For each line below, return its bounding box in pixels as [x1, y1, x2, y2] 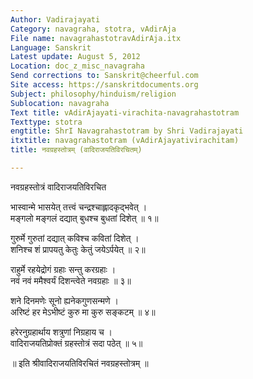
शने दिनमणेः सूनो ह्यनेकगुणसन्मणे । [10, 294, 119, 306]
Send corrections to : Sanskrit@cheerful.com [10, 71, 199, 81]
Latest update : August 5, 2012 [10, 52, 141, 62]
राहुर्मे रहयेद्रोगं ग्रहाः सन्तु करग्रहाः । [10, 263, 117, 275]
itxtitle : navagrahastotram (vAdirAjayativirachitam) [10, 136, 240, 146]
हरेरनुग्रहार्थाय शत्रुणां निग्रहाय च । [10, 326, 113, 338]
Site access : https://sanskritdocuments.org [10, 80, 199, 90]
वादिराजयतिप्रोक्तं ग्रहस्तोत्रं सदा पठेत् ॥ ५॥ [10, 337, 143, 349]
